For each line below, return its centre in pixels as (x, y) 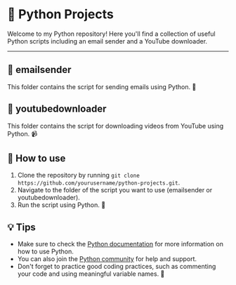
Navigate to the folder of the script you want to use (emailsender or (115, 190)
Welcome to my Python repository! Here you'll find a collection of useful (111, 34)
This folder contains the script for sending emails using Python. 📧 (102, 86)
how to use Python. (45, 251)
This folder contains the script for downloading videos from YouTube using (116, 126)
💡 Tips (22, 227)
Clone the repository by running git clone (79, 175)
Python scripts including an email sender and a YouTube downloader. (107, 41)
